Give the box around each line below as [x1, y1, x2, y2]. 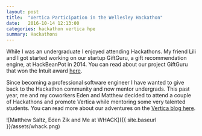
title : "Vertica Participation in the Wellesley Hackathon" [6, 15, 163, 21]
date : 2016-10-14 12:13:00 [6, 20, 80, 26]
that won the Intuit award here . [6, 67, 83, 74]
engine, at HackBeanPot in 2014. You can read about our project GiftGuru [6, 61, 188, 68]
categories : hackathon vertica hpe [6, 25, 96, 32]
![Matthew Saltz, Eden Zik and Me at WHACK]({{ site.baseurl [6, 116, 157, 124]
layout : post [6, 8, 39, 15]
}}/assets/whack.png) [6, 123, 60, 130]
